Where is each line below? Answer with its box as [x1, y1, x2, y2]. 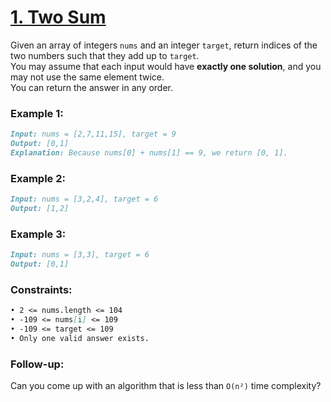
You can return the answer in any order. [10, 81, 173, 93]
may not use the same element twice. [10, 71, 165, 83]
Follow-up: [10, 357, 65, 371]
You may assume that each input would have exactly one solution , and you [10, 60, 322, 72]
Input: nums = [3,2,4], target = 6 [10, 194, 159, 205]
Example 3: [10, 227, 67, 241]
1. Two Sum [10, 6, 107, 29]
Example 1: [10, 106, 64, 120]
